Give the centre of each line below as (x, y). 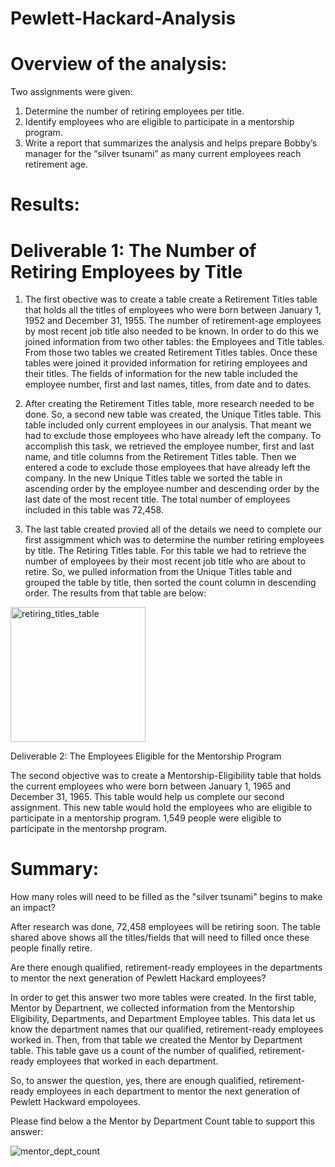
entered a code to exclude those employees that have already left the (167, 468)
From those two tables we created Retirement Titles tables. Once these (171, 353)
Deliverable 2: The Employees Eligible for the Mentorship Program (146, 756)
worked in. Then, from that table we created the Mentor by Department (156, 1040)
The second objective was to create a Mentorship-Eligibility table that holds (166, 776)
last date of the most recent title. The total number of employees (157, 499)
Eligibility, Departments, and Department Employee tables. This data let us (163, 1019)
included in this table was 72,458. (94, 510)
